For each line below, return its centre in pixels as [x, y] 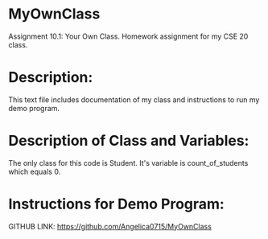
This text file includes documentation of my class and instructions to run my [134, 99]
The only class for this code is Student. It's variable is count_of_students [128, 163]
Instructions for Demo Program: [117, 204]
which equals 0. [35, 171]
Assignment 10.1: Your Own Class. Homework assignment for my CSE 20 [128, 36]
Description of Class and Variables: [129, 141]
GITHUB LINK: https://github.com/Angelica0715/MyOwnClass [110, 226]
